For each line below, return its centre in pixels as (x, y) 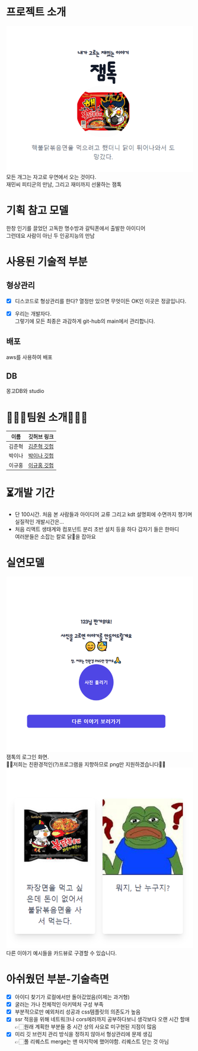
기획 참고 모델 (37, 210)
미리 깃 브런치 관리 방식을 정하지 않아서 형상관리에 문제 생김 (84, 1034)
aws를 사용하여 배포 (29, 357)
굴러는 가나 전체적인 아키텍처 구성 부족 (59, 1005)
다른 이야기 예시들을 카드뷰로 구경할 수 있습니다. (62, 953)
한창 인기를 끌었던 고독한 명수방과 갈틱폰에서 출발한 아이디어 (76, 228)
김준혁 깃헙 (41, 446)
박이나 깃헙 (41, 456)
